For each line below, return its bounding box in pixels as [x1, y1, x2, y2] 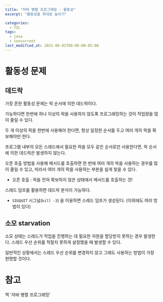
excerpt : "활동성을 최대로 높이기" [5, 12, 67, 17]
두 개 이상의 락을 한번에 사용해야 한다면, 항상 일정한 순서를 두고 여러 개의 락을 [5, 127, 152, 133]
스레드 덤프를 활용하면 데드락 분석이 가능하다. [5, 187, 91, 193]
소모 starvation [5, 219, 51, 227]
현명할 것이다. [5, 256, 32, 262]
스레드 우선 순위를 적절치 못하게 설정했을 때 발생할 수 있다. [11, 239, 122, 245]
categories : [5, 20, 29, 25]
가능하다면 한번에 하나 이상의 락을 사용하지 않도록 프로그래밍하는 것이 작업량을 [5, 111, 153, 117]
